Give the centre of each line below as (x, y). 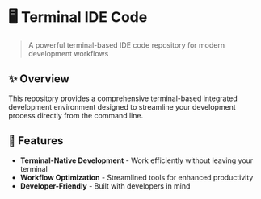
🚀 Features (36, 141)
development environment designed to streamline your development (122, 106)
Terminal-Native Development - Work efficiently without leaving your (137, 160)
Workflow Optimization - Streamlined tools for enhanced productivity (137, 177)
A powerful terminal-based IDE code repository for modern (126, 45)
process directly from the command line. (76, 115)
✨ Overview (39, 79)
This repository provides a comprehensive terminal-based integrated (123, 98)
